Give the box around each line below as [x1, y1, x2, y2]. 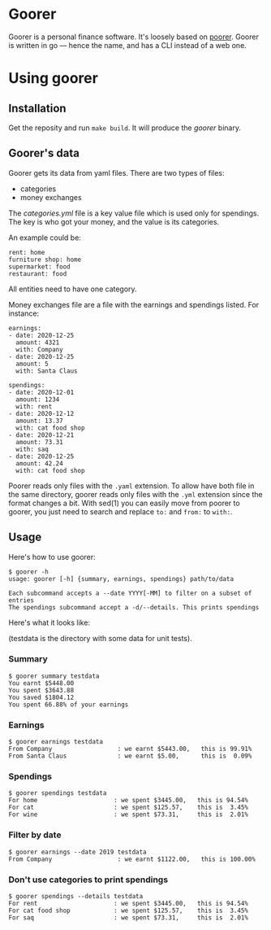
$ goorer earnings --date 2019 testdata [8, 848, 148, 856]
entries [8, 596, 35, 605]
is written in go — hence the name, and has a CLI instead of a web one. [8, 40, 247, 50]
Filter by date [8, 829, 62, 840]
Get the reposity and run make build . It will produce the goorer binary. [8, 123, 242, 133]
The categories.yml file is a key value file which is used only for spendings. [8, 208, 260, 218]
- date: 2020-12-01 [8, 388, 75, 396]
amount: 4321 [15, 338, 60, 347]
